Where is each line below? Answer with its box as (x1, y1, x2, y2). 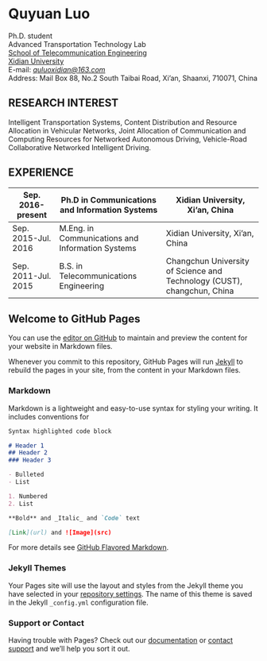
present (17, 209, 48, 220)
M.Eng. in (59, 222, 95, 234)
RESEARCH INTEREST (8, 96, 119, 110)
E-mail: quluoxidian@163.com (8, 64, 106, 74)
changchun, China (165, 285, 234, 296)
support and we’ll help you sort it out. (8, 644, 130, 654)
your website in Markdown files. (8, 342, 113, 351)
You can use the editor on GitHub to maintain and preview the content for (8, 333, 248, 342)
